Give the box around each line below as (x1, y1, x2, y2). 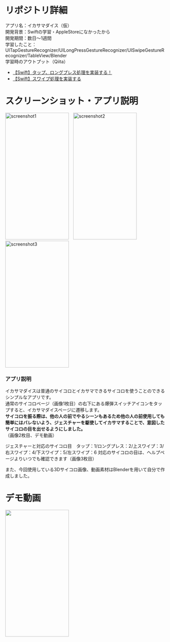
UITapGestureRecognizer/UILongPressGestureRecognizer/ (5, 47, 128, 53)
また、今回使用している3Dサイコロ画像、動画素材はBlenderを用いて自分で (5, 467, 161, 473)
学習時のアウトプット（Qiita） (5, 58, 69, 64)
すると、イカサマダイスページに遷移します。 (9, 407, 103, 413)
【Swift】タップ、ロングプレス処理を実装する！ (12, 69, 113, 75)
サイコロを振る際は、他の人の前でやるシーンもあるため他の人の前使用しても (5, 413, 165, 419)
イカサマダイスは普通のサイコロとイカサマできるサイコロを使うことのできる (5, 388, 165, 394)
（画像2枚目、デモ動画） (5, 432, 57, 439)
